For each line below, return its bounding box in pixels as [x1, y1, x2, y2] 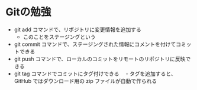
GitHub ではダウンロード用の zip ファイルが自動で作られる [14, 77, 157, 84]
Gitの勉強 [5, 5, 51, 19]
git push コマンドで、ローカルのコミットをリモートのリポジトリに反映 [14, 55, 186, 62]
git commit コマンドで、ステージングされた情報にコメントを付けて [14, 41, 176, 48]
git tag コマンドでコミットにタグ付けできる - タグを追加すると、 [14, 70, 176, 77]
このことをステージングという [22, 33, 96, 40]
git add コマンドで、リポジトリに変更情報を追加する [14, 26, 141, 33]
